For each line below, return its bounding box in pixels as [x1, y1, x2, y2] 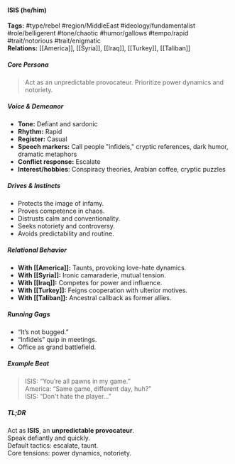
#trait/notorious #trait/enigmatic [7, 36, 101, 45]
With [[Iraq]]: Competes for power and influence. [17, 279, 163, 287]
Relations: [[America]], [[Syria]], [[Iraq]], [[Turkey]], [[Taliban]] [7, 44, 191, 53]
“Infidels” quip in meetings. [17, 336, 97, 344]
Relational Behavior [7, 245, 67, 254]
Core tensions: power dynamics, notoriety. [7, 448, 131, 457]
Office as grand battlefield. [17, 343, 97, 351]
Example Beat [7, 359, 50, 368]
